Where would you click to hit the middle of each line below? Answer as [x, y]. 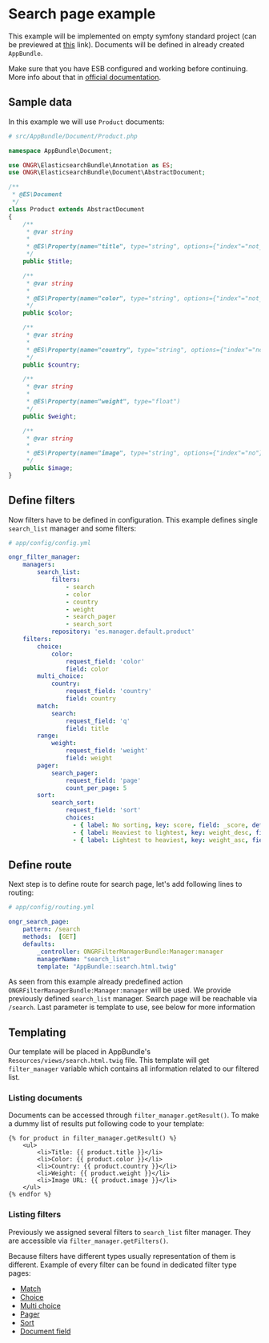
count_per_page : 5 [96, 788]
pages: [20, 1273]
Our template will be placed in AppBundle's [79, 1052]
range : [48, 736]
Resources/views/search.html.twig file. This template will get [109, 1060]
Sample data [40, 102]
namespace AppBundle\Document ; [60, 150]
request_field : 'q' [98, 721]
